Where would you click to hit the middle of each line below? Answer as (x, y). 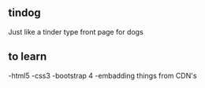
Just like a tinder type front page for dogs (76, 31)
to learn (28, 57)
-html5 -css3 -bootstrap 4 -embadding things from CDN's (102, 75)
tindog (24, 13)
